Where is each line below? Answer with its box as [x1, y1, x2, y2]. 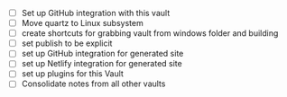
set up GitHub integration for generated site [21, 48, 184, 59]
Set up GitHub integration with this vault [21, 8, 171, 18]
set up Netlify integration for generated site [21, 58, 182, 69]
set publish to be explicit [21, 38, 113, 48]
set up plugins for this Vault [21, 68, 124, 79]
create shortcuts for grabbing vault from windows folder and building [21, 28, 279, 39]
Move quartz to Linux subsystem [21, 18, 143, 29]
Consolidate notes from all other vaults [21, 78, 166, 89]
